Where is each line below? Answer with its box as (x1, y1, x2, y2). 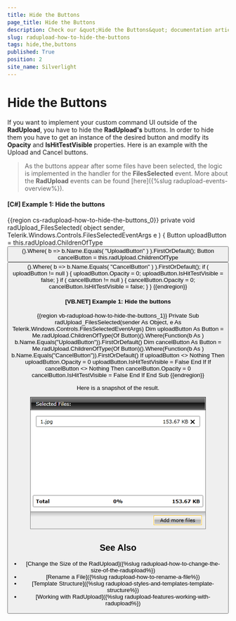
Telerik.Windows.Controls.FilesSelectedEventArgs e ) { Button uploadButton (7, 230, 227, 239)
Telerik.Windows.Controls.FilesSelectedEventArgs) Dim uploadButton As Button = (12, 325, 224, 333)
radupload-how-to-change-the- (140, 560, 221, 567)
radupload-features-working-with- (124, 593, 211, 601)
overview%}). (24, 184, 65, 192)
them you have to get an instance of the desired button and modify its (7, 133, 209, 141)
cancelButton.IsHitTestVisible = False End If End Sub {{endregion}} (31, 371, 205, 379)
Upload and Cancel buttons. (7, 148, 88, 156)
